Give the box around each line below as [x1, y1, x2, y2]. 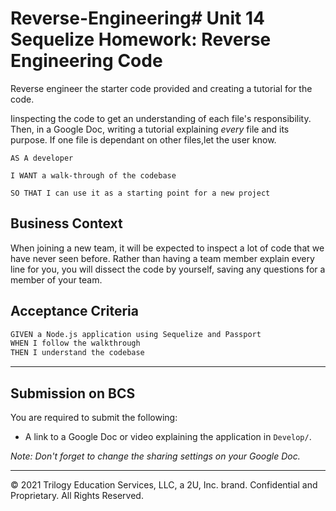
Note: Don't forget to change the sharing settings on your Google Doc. [10, 450, 301, 462]
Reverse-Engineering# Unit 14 [10, 7, 265, 30]
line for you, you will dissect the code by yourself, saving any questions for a [10, 263, 326, 275]
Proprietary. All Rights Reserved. [10, 490, 144, 501]
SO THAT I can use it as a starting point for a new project [10, 188, 271, 198]
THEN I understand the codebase [10, 348, 145, 358]
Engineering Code [10, 50, 163, 72]
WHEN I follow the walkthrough [10, 338, 141, 349]
